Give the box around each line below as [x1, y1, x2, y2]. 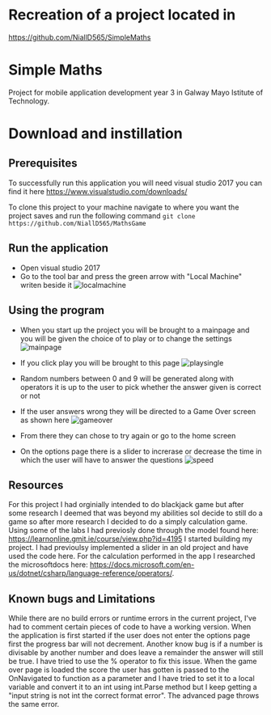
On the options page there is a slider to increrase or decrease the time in [19, 446, 262, 456]
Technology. [8, 95, 50, 106]
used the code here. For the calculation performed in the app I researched [8, 552, 256, 561]
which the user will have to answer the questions [19, 455, 184, 464]
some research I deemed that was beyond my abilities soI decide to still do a [8, 508, 263, 518]
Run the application [8, 241, 109, 256]
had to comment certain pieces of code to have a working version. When [8, 622, 252, 632]
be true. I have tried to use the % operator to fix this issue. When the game [8, 657, 257, 666]
